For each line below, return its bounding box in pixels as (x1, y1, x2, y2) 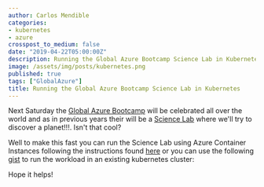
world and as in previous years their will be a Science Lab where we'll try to (8, 115, 253, 124)
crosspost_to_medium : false (8, 41, 101, 49)
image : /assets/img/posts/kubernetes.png (8, 63, 146, 71)
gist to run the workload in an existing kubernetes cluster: (8, 155, 195, 164)
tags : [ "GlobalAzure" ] (8, 77, 82, 85)
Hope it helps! (8, 170, 53, 179)
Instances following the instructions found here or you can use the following (8, 146, 254, 156)
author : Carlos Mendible (8, 11, 90, 20)
